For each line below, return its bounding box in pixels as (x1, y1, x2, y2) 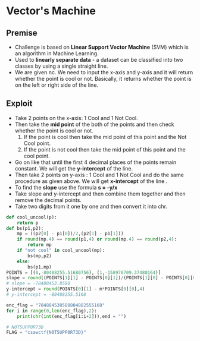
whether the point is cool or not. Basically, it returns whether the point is (14, 75, 192, 82)
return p (17, 220, 39, 226)
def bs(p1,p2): (6, 225, 44, 231)
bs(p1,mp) (27, 264, 52, 270)
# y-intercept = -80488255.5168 (6, 292, 86, 298)
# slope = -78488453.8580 (6, 280, 70, 286)
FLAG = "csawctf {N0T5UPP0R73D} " (6, 330, 86, 336)
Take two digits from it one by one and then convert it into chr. (14, 203, 168, 210)
